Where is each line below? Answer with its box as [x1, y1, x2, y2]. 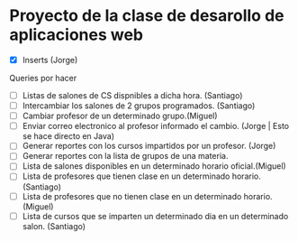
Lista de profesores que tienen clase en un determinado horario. [22, 171, 261, 181]
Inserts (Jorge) [22, 54, 78, 65]
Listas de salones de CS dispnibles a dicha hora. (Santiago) [22, 90, 243, 100]
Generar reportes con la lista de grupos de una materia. [22, 151, 229, 162]
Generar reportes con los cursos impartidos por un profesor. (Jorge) [22, 141, 276, 152]
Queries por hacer [9, 73, 77, 83]
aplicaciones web [9, 24, 144, 45]
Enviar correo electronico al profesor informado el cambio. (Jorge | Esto [22, 121, 290, 132]
